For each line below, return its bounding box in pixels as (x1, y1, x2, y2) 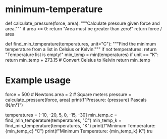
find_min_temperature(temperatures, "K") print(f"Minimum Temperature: (5, 122, 155, 128)
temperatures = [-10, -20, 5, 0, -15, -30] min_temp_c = (5, 112, 118, 118)
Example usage (5, 75, 71, 86)
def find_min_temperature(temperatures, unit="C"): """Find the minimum (5, 40, 156, 47)
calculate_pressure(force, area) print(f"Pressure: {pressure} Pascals (5, 97, 147, 103)
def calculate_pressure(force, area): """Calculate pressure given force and (5, 20, 160, 26)
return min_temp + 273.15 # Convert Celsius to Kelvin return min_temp (5, 57, 150, 63)
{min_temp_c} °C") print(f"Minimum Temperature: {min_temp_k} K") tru (5, 128, 153, 134)
